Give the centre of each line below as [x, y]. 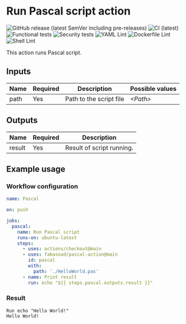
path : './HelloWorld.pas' [66, 271]
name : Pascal [23, 199]
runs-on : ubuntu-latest [47, 237]
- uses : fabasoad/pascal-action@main [70, 255]
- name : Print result [50, 277]
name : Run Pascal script [48, 232]
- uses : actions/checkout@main [62, 249]
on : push [17, 210]
